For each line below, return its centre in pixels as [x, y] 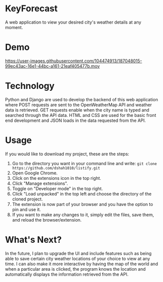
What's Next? [34, 240]
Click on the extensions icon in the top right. [57, 178]
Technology [30, 86]
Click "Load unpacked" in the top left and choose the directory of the [82, 194]
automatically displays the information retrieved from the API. [67, 274]
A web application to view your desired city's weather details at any [73, 22]
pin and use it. [26, 209]
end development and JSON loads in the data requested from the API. [75, 120]
